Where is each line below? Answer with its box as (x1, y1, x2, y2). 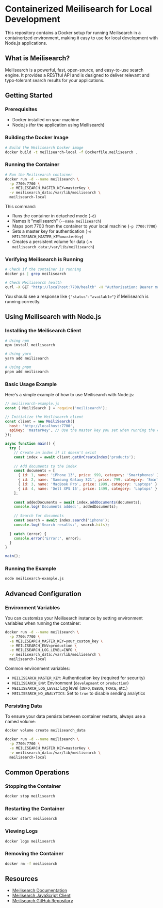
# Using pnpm (5, 365, 32, 370)
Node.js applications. (5, 40, 48, 46)
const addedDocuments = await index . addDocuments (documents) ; (14, 500, 142, 505)
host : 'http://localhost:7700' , (9, 423, 75, 428)
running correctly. (5, 298, 41, 304)
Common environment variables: (5, 665, 70, 671)
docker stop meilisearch (5, 794, 55, 799)
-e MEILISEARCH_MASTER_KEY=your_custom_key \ (9, 639, 103, 644)
